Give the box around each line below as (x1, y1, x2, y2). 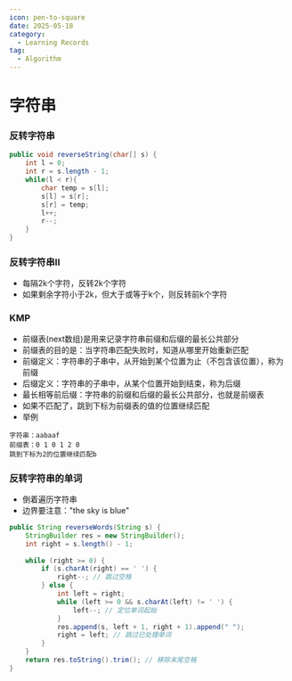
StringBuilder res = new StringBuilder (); (25, 531, 185, 540)
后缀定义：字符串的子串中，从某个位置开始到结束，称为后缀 (21, 378, 241, 389)
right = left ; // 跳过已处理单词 (56, 630, 172, 640)
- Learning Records (17, 37, 90, 47)
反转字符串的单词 (9, 472, 83, 484)
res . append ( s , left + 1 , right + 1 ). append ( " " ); (56, 622, 245, 631)
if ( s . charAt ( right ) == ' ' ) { (41, 564, 158, 573)
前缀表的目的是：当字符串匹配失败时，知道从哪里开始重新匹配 (21, 344, 249, 355)
